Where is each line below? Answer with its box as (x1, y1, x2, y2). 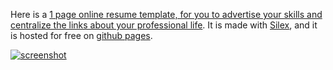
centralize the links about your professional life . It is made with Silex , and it (10, 19, 318, 31)
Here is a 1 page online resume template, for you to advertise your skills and (10, 9, 323, 20)
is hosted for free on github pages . (10, 30, 153, 41)
